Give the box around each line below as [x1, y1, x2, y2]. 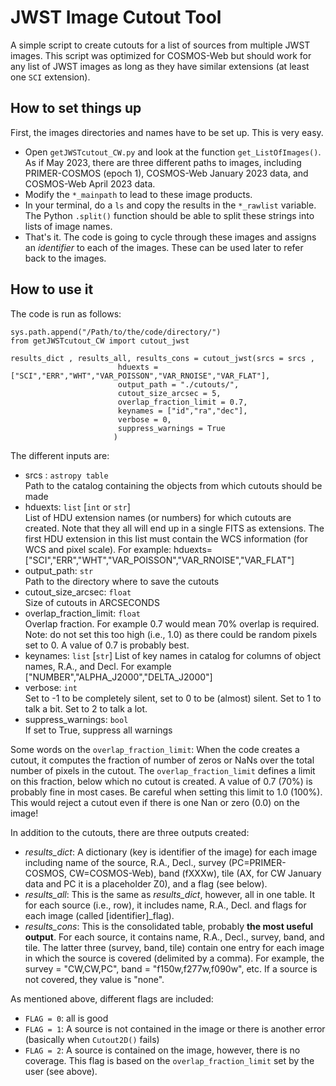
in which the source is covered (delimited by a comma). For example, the [24, 952, 325, 964]
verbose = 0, [117, 414, 172, 425]
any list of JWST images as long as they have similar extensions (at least [10, 60, 310, 72]
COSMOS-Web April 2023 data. [24, 177, 156, 190]
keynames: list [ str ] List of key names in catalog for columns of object [24, 649, 322, 661]
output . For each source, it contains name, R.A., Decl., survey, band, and [24, 931, 325, 943]
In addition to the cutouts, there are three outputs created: [10, 826, 250, 838]
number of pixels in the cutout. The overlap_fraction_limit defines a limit [10, 764, 316, 776]
